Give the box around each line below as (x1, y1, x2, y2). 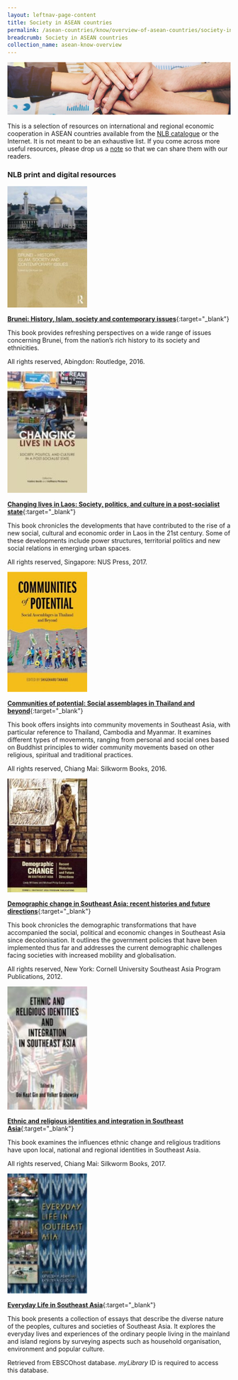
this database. (7, 1366, 49, 1374)
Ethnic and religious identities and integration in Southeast (7, 1116, 184, 1125)
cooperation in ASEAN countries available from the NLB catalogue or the (7, 129, 220, 138)
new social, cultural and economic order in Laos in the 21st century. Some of (7, 528, 231, 537)
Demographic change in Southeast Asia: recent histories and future (7, 899, 210, 908)
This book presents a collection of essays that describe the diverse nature (7, 1314, 224, 1322)
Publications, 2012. (7, 972, 63, 980)
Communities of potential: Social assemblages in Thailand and (7, 699, 195, 707)
